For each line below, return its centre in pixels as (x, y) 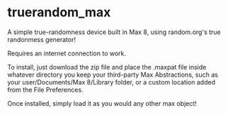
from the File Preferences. (45, 89)
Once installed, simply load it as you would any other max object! (102, 103)
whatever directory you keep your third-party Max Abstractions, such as (113, 75)
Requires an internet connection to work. (67, 53)
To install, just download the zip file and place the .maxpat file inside (107, 67)
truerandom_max (59, 12)
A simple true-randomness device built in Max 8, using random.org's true (114, 32)
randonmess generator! (42, 39)
